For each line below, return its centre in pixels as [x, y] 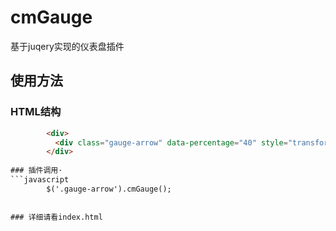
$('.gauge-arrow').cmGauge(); [109, 189]
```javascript [40, 180]
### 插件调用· [36, 171]
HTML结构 [36, 112]
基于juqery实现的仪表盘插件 [67, 46]
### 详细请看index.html [56, 217]
